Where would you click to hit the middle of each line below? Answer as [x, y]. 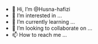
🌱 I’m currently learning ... [43, 22]
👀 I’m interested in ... [37, 15]
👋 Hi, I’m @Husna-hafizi [41, 9]
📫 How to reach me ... [39, 35]
